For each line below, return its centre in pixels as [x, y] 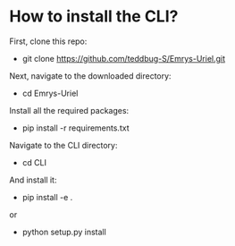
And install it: [33, 180]
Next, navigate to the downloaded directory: [90, 76]
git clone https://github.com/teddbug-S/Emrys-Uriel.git [124, 58]
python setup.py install [64, 232]
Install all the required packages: [69, 110]
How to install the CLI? [94, 17]
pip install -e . [47, 197]
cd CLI [34, 162]
